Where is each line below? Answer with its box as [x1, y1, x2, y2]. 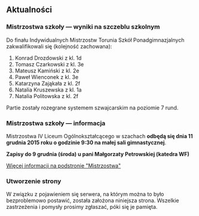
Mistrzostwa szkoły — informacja [6, 119, 106, 127]
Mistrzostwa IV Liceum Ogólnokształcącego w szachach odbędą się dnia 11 [6, 132, 193, 139]
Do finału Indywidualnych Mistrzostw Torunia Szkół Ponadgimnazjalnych [6, 36, 185, 44]
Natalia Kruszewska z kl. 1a [14, 86, 82, 93]
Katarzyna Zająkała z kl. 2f [14, 80, 81, 87]
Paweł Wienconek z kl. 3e [14, 73, 79, 80]
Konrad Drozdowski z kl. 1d [14, 54, 82, 62]
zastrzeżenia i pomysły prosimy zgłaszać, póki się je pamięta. [6, 203, 158, 211]
